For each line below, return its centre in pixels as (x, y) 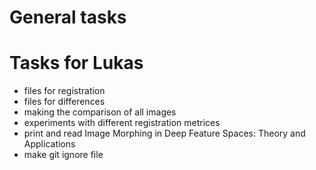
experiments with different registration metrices (122, 123)
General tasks (68, 17)
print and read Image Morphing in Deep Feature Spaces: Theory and (164, 133)
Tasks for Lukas (76, 63)
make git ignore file (63, 155)
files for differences (64, 102)
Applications (49, 144)
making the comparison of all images (100, 112)
